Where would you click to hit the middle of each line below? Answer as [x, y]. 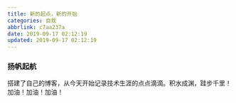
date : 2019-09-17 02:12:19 [47, 34]
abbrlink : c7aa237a [36, 27]
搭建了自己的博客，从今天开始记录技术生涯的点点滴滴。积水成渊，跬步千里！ [119, 83]
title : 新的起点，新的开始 [43, 14]
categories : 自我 [32, 21]
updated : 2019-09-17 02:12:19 [52, 40]
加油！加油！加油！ [36, 92]
